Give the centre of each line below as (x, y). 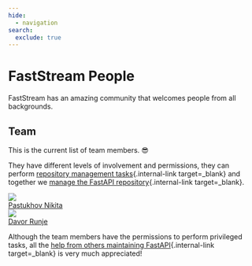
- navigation (37, 23)
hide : (17, 15)
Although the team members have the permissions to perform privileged (125, 236)
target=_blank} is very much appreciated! (75, 253)
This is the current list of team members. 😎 (79, 150)
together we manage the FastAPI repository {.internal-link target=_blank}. (126, 182)
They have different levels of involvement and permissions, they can (119, 165)
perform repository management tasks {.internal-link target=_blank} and (124, 174)
